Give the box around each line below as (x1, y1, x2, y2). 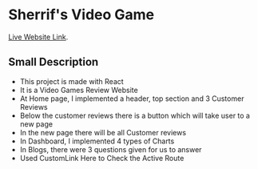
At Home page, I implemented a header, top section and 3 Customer (19, 94, 244, 103)
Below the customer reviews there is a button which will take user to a (19, 111, 250, 120)
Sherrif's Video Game (8, 6, 155, 24)
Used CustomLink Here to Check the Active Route (19, 153, 185, 163)
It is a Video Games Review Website (19, 85, 138, 95)
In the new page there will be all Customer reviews (19, 127, 186, 137)
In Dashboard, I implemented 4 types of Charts (19, 136, 175, 146)
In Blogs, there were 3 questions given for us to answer (19, 144, 202, 154)
